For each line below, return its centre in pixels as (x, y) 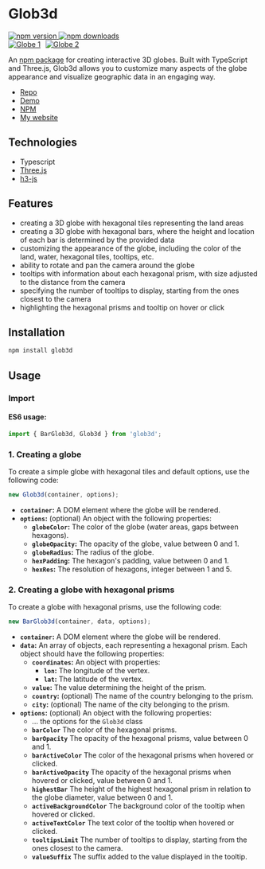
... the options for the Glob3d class (87, 721)
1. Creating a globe (45, 454)
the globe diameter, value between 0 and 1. (102, 797)
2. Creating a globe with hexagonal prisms (92, 590)
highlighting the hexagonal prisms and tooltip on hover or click (122, 307)
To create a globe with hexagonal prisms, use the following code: (115, 607)
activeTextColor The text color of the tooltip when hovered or (133, 822)
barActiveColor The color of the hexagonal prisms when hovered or (143, 755)
